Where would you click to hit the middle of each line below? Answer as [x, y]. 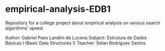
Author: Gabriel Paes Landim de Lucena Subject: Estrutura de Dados [76, 38]
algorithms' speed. [25, 28]
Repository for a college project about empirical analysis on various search [83, 23]
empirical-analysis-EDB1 [58, 9]
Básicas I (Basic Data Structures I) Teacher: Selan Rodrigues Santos [75, 43]
